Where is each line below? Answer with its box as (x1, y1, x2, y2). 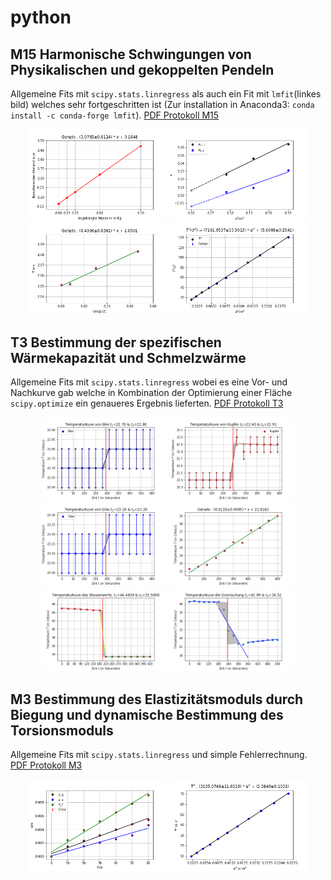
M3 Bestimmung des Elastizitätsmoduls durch (10, 691, 304, 708)
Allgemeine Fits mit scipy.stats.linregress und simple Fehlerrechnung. (10, 748, 308, 760)
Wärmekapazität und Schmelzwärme (10, 349, 247, 366)
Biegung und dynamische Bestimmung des (10, 706, 284, 723)
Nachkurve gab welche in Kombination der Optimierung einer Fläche (10, 387, 293, 399)
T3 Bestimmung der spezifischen (10, 334, 222, 351)
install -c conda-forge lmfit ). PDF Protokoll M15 (10, 109, 220, 121)
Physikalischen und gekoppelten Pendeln (10, 61, 275, 78)
